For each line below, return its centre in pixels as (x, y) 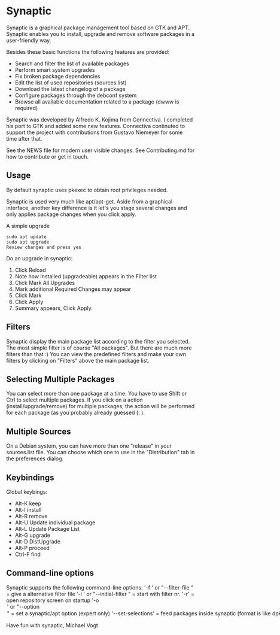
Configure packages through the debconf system (76, 95)
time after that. (25, 138)
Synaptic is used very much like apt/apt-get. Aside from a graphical (89, 201)
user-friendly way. (29, 40)
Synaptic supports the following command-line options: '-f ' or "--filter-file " (100, 587)
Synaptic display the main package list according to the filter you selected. (98, 341)
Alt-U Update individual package (55, 522)
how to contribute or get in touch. (47, 156)
